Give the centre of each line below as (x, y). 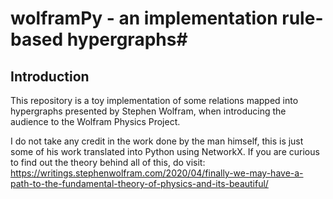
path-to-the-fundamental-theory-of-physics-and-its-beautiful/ (139, 183)
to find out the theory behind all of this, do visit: (108, 162)
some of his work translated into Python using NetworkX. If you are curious (165, 151)
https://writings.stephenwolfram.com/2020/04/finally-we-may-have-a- (157, 173)
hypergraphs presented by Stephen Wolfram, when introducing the (148, 111)
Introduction (50, 76)
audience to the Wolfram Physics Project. (95, 121)
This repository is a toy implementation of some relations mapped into (154, 100)
